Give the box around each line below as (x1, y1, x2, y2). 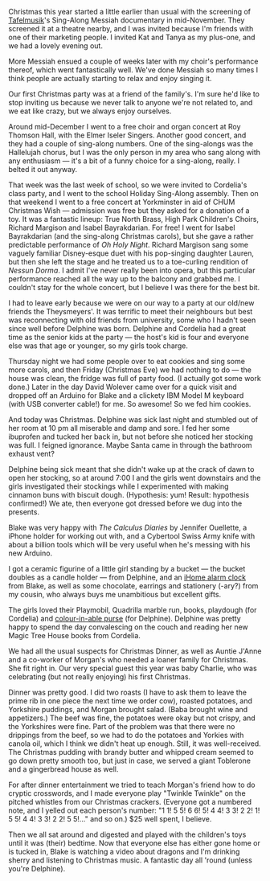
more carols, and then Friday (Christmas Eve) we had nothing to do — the (8, 365, 252, 375)
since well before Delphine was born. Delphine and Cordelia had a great (8, 324, 247, 333)
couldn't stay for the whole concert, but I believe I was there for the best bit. (8, 283, 260, 292)
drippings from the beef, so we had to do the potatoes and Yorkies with (8, 731, 244, 740)
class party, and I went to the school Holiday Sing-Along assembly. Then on (8, 189, 259, 198)
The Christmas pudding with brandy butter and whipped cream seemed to (8, 748, 255, 756)
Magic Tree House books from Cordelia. (8, 631, 141, 640)
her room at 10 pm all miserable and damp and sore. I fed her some (8, 424, 231, 432)
